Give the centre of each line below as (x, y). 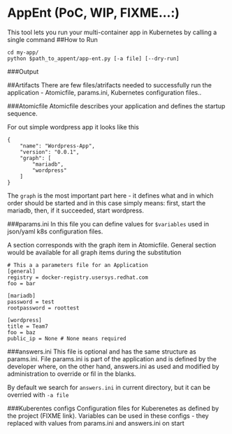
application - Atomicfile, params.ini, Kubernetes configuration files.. (104, 92)
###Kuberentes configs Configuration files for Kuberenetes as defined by (113, 408)
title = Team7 (28, 326)
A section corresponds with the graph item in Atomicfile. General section (112, 245)
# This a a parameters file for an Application (78, 265)
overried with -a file (38, 395)
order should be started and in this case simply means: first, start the (107, 203)
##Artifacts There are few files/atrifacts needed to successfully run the (109, 85)
